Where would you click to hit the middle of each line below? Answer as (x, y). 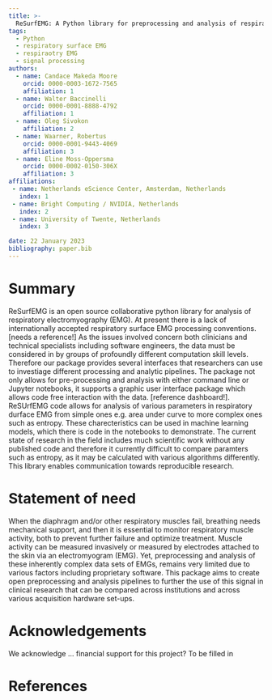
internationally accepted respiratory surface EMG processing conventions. (132, 328)
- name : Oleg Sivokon (52, 121)
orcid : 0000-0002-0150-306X (70, 167)
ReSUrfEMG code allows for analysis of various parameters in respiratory (130, 405)
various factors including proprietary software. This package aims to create (134, 572)
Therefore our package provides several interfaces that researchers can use (136, 363)
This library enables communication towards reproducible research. (121, 465)
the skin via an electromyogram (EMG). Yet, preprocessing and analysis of (132, 555)
